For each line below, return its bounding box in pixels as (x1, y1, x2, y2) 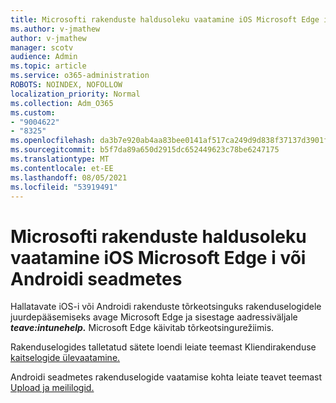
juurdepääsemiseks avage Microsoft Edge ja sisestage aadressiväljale (10, 311, 298, 323)
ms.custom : (10, 107, 56, 118)
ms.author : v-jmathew (10, 24, 101, 34)
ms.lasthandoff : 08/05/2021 (10, 172, 128, 183)
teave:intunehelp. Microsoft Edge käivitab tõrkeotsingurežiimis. (10, 322, 275, 334)
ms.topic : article (10, 61, 87, 71)
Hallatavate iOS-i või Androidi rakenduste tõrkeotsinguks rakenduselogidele (10, 301, 322, 313)
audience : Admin (10, 52, 78, 62)
